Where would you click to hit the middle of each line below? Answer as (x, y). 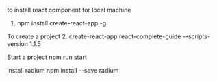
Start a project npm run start (47, 57)
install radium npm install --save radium (63, 70)
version (18, 44)
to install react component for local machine (69, 10)
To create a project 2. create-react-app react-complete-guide (94, 36)
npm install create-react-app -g (62, 23)
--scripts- (196, 36)
